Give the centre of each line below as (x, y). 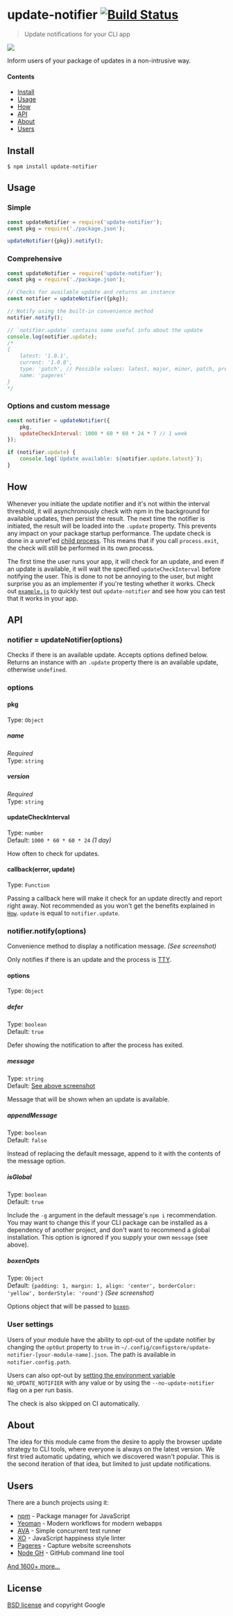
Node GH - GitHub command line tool (71, 1553)
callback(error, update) (41, 869)
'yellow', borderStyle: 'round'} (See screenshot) (81, 1293)
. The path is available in (141, 1354)
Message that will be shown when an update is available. (88, 1099)
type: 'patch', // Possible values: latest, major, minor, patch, (118, 369)
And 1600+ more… (34, 1567)
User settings (31, 1324)
